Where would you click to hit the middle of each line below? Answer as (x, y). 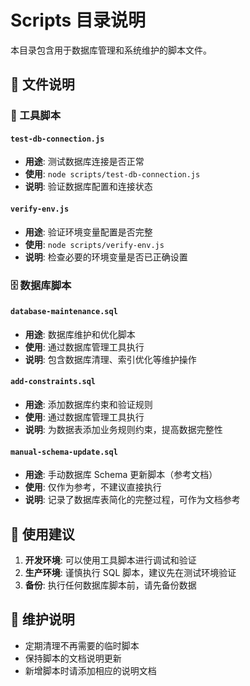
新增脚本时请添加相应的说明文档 (90, 670)
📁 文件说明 (42, 84)
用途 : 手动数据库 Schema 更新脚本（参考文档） (121, 475)
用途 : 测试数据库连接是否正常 (84, 162)
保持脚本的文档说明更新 (73, 658)
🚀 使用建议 (42, 534)
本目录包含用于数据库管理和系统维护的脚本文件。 (111, 50)
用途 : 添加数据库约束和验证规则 (88, 404)
